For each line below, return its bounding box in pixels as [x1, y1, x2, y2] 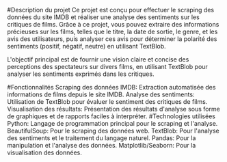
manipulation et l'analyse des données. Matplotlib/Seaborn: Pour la [7, 141, 196, 149]
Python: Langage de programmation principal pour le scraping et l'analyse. [7, 120, 218, 127]
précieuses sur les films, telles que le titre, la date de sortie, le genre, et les [7, 27, 218, 36]
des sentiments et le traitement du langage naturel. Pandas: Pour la [7, 134, 196, 142]
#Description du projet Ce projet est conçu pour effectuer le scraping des [7, 6, 214, 14]
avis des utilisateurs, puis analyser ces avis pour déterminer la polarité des [7, 35, 217, 43]
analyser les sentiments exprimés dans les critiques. [7, 70, 155, 78]
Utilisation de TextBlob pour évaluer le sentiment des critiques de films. [7, 98, 208, 105]
